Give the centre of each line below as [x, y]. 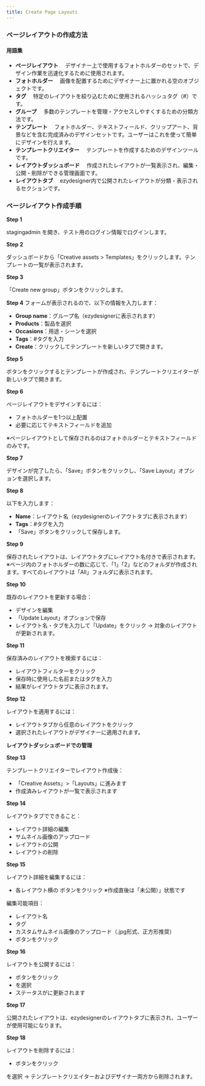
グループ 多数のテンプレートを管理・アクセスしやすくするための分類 [104, 111]
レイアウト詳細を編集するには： [47, 877]
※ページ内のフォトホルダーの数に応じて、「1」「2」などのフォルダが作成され [102, 565]
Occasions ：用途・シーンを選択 [56, 331]
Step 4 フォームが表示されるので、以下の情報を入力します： [83, 303]
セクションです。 [42, 188]
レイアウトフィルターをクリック [55, 671]
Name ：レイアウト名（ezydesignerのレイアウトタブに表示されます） [103, 516]
